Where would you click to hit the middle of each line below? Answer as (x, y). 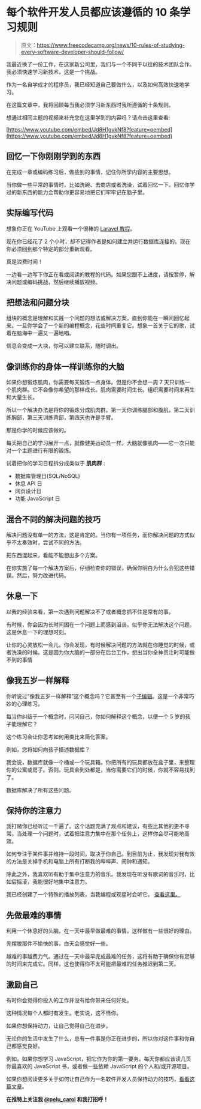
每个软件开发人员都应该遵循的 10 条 (93, 12)
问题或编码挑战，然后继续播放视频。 (56, 282)
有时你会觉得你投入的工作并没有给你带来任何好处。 (69, 1000)
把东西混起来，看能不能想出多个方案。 (53, 555)
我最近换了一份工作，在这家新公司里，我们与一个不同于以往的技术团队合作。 (100, 64)
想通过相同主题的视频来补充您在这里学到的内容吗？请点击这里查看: (88, 117)
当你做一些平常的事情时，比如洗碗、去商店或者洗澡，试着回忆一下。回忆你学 (100, 184)
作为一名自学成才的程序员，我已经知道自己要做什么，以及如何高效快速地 (95, 84)
